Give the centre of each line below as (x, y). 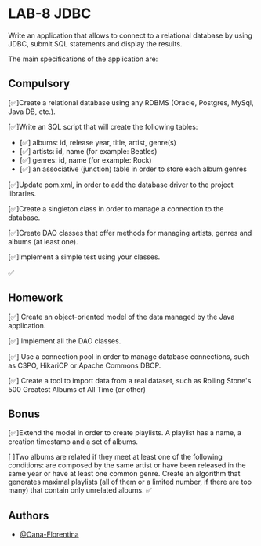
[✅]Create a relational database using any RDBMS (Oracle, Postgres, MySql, (131, 102)
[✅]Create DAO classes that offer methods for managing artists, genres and (130, 233)
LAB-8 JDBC (50, 14)
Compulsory (39, 84)
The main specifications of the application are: (83, 59)
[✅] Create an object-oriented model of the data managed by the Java (121, 317)
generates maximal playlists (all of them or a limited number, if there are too (130, 482)
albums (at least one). (43, 241)
